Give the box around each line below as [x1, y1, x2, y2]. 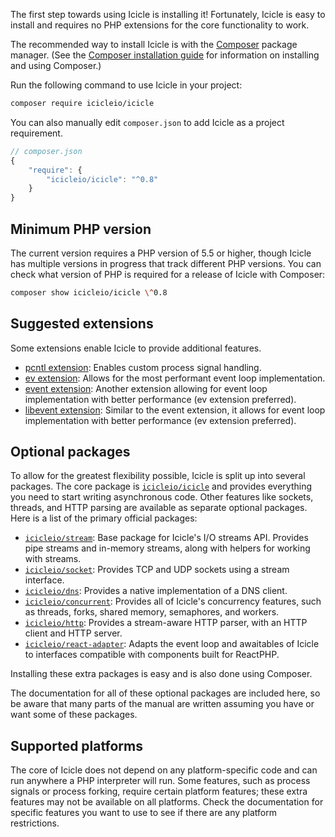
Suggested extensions [10, 315, 154, 333]
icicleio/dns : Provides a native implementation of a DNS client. [24, 585, 288, 597]
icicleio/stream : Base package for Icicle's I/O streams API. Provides [24, 532, 309, 544]
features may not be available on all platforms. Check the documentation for [10, 796, 324, 808]
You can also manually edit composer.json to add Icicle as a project [10, 116, 285, 128]
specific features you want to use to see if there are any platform [10, 807, 278, 819]
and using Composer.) [10, 60, 102, 71]
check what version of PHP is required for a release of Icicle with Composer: [10, 268, 326, 280]
